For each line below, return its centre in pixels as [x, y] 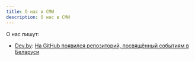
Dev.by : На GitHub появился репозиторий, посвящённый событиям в [102, 46]
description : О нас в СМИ [38, 17]
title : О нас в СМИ [30, 12]
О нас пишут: [23, 34]
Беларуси [27, 52]
